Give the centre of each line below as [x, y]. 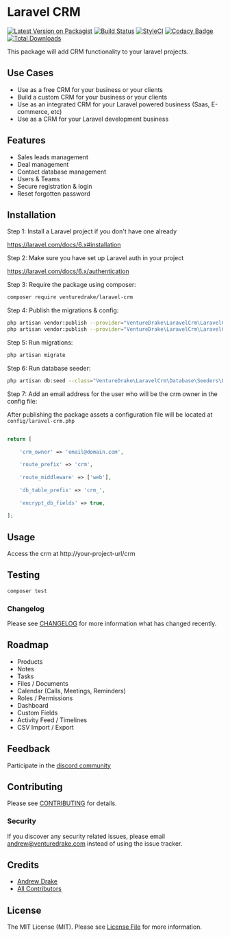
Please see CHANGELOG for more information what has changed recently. [112, 623]
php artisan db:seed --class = [50, 381]
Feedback [29, 749]
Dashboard [33, 705]
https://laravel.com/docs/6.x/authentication [68, 271]
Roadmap [28, 645]
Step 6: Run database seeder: [49, 368]
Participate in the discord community [59, 765]
